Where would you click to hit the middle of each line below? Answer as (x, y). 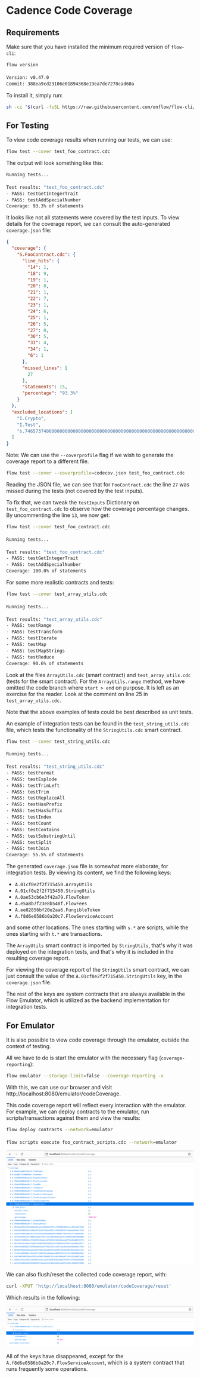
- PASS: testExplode (32, 779)
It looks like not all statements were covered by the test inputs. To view (93, 218)
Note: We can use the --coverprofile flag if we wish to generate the (90, 455)
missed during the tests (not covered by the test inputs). (75, 491)
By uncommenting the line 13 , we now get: (58, 515)
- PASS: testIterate (32, 638)
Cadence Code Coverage (69, 10)
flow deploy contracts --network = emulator (60, 1129)
